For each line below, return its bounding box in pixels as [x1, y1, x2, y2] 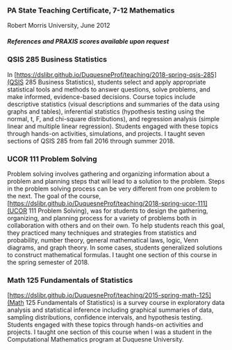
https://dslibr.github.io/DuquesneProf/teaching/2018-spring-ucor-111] [9, 199, 208, 207]
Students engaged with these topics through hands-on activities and [7, 321, 204, 329]
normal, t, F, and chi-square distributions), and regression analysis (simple [7, 114, 220, 123]
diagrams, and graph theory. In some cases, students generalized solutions [7, 243, 223, 252]
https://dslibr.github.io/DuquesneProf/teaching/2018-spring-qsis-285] [16, 70, 217, 78]
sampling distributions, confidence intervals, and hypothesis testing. [7, 313, 203, 322]
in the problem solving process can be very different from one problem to [7, 184, 217, 193]
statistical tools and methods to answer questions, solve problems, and [7, 85, 210, 94]
